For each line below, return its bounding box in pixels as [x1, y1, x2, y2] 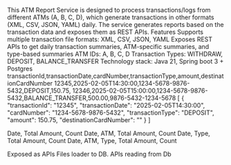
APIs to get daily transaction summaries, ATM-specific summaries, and [7, 43, 210, 50]
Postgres [7, 65, 33, 72]
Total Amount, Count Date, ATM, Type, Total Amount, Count [7, 137, 178, 144]
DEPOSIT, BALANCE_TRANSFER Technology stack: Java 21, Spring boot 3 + [7, 57, 224, 65]
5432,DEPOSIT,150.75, [7, 86, 71, 95]
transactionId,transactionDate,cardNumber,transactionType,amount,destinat [7, 72, 224, 80]
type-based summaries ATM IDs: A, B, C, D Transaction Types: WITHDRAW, [7, 50, 223, 58]
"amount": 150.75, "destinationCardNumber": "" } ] [7, 116, 151, 124]
